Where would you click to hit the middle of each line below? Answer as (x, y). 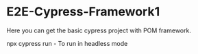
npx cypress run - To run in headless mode (67, 43)
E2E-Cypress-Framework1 (83, 12)
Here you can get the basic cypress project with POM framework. (99, 30)
